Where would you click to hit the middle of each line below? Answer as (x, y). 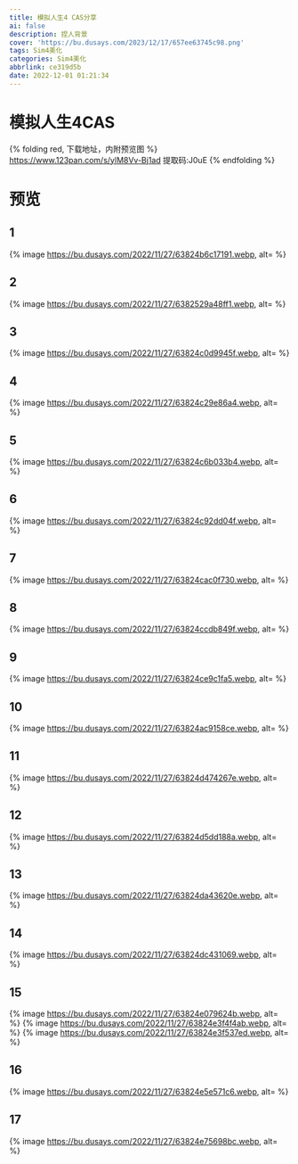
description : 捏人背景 (48, 34)
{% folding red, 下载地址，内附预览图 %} (84, 149)
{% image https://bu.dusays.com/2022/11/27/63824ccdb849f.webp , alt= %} (149, 629)
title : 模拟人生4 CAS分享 (53, 17)
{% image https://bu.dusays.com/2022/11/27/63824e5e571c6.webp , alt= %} (149, 1091)
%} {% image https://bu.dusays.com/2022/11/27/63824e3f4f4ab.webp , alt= (148, 1023)
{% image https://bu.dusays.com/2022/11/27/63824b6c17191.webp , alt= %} (148, 254)
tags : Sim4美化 (36, 51)
